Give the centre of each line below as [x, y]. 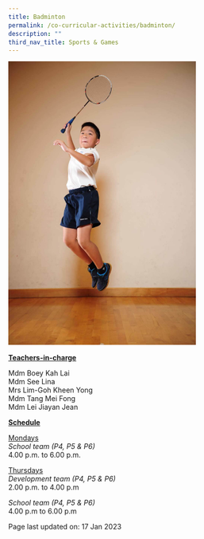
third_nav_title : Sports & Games [64, 42]
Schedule [25, 422]
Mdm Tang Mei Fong [42, 398]
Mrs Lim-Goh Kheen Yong [51, 390]
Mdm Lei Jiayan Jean [43, 407]
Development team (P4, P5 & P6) [62, 478]
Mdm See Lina [32, 381]
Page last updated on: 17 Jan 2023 [65, 526]
